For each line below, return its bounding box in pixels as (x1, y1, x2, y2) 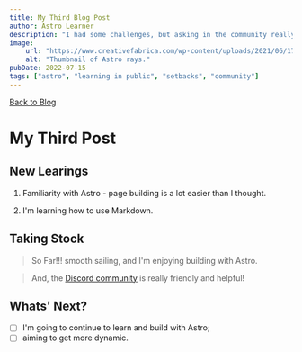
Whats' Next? (9, 298, 88, 313)
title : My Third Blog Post (9, 13, 111, 23)
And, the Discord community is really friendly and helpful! (31, 272, 245, 284)
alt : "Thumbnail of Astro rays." (25, 55, 151, 64)
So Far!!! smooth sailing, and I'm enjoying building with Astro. (31, 255, 258, 266)
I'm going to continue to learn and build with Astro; (22, 322, 210, 333)
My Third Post (9, 128, 117, 149)
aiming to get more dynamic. (22, 332, 129, 343)
